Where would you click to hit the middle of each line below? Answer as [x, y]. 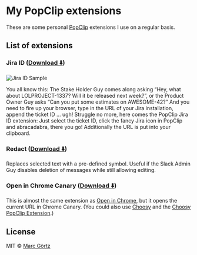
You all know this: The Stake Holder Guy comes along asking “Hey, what [94, 89]
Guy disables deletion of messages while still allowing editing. [81, 170]
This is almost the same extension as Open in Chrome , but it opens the [92, 201]
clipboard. [18, 133]
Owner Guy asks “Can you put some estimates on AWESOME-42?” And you [98, 102]
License [21, 232]
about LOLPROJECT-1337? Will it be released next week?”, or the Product [95, 95]
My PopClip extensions [64, 11]
